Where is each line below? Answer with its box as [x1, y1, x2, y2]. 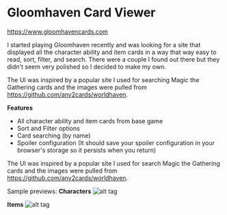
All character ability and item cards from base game [16, 116, 163, 125]
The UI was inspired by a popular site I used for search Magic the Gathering [7, 159, 220, 167]
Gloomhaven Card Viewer [7, 5, 156, 21]
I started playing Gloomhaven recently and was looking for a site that [7, 40, 201, 49]
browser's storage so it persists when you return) [16, 146, 157, 154]
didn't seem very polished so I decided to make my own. [7, 62, 166, 71]
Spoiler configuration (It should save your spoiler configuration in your [16, 138, 215, 147]
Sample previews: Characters [7, 187, 92, 195]
